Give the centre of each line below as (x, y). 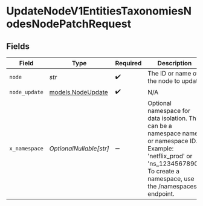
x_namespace (27, 148)
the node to (164, 81)
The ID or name (169, 73)
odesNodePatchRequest (69, 24)
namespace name (173, 133)
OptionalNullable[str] (79, 148)
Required (128, 63)
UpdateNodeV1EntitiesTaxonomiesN (99, 11)
